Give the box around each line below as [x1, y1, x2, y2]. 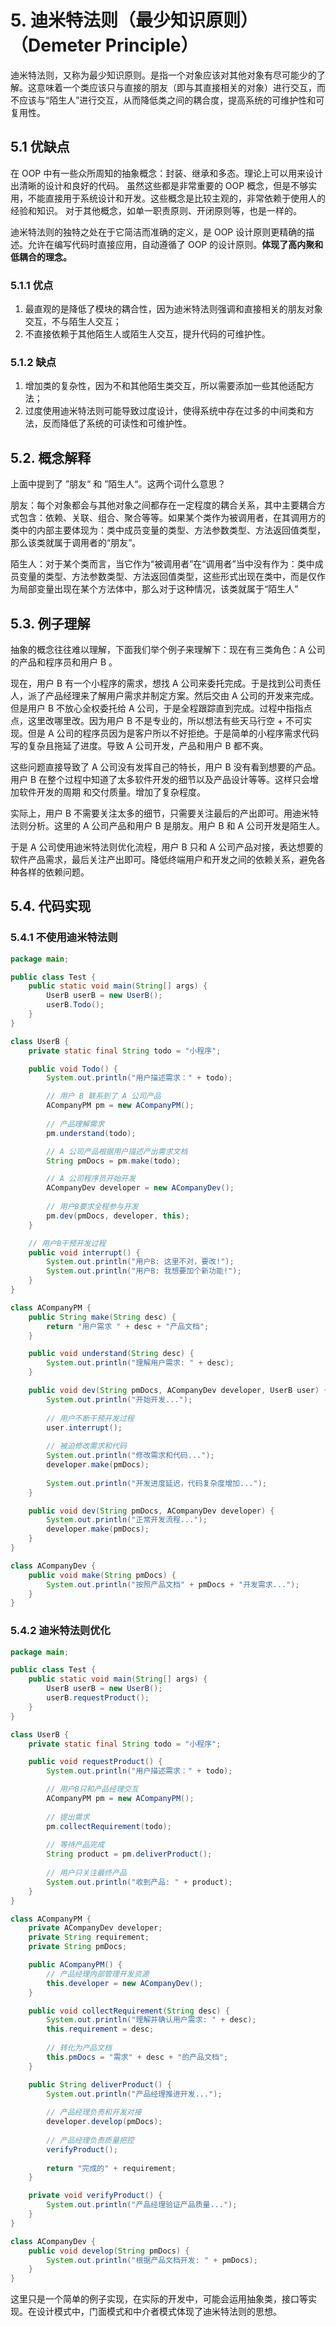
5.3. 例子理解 [10, 615, 91, 632]
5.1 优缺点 [10, 139, 70, 156]
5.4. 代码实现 [10, 898, 92, 915]
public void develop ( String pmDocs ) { [28, 2246, 190, 2256]
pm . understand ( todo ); [46, 1128, 137, 1138]
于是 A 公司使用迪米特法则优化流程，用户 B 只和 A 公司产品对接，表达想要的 [10, 841, 324, 853]
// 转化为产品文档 [46, 2043, 112, 2053]
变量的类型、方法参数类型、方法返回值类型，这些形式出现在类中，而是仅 [18, 571, 317, 583]
